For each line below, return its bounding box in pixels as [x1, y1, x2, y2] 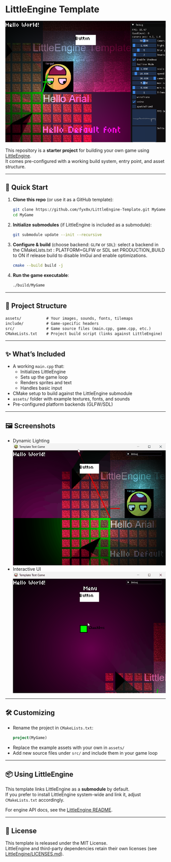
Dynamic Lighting [12, 438, 50, 444]
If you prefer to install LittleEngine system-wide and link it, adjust [5, 791, 141, 798]
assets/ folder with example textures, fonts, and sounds [12, 396, 130, 402]
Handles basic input [20, 385, 62, 391]
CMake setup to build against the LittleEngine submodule [12, 390, 133, 397]
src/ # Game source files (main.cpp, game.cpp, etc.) [5, 326, 152, 331]
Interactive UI [12, 566, 41, 572]
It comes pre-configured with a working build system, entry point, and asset [5, 158, 165, 164]
